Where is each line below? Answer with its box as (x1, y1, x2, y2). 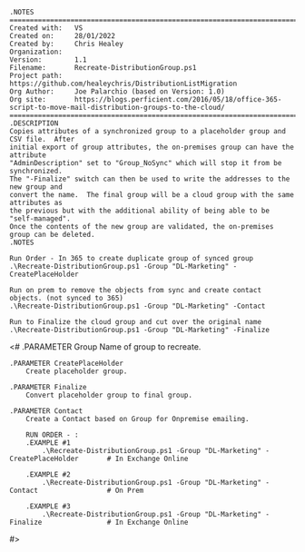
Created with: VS (9, 24, 84, 33)
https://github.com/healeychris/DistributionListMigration (9, 79, 238, 88)
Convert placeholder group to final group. (25, 390, 193, 399)
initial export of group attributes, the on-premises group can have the (9, 143, 295, 152)
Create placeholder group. (25, 367, 128, 376)
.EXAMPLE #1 (25, 439, 71, 448)
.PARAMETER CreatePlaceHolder (9, 359, 124, 368)
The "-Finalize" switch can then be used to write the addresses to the (9, 174, 290, 183)
